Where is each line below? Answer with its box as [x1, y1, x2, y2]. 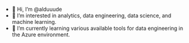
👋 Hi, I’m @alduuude [11, 6, 62, 13]
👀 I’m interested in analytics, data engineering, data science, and [11, 12, 172, 19]
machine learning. [11, 19, 57, 25]
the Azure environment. [11, 31, 71, 38]
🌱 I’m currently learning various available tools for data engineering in [11, 24, 184, 32]
